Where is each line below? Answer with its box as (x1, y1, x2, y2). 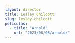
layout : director (5, 7, 41, 12)
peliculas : (5, 21, 28, 26)
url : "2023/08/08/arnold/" (14, 30, 70, 35)
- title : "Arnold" (9, 26, 48, 31)
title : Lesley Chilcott (5, 12, 55, 17)
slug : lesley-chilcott (5, 16, 52, 21)
